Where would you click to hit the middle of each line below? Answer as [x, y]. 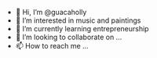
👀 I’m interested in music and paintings [78, 20]
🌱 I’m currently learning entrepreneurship [82, 29]
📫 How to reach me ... [52, 46]
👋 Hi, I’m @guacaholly [51, 12]
